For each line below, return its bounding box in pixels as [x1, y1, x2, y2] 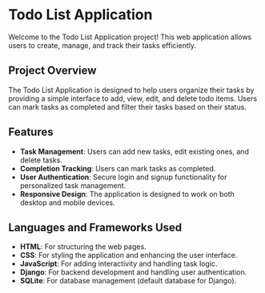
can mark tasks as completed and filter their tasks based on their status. [8, 102, 247, 111]
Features [8, 126, 54, 139]
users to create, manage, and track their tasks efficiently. [8, 40, 196, 50]
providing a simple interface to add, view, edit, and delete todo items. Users [8, 94, 258, 103]
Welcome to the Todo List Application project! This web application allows [8, 32, 252, 42]
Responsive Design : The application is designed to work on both [19, 189, 235, 199]
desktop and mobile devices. [19, 198, 116, 207]
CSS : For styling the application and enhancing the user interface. [19, 251, 238, 260]
